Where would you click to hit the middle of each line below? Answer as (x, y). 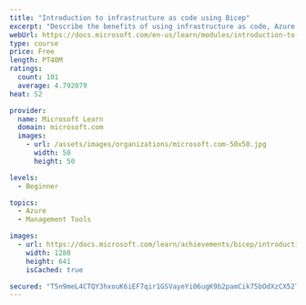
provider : (28, 110)
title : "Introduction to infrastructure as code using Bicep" (130, 18)
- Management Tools (55, 219)
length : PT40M (36, 60)
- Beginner (38, 186)
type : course (34, 43)
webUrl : (24, 35)
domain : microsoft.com (61, 127)
